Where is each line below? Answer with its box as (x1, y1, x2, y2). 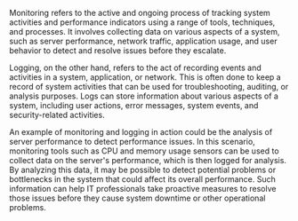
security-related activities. (9, 110, 105, 120)
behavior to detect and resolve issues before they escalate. (9, 45, 227, 56)
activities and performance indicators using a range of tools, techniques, (9, 17, 276, 28)
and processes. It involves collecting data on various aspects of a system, (9, 27, 280, 36)
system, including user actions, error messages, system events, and (9, 100, 259, 110)
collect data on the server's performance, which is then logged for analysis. (9, 155, 287, 165)
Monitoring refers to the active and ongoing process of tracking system (9, 8, 271, 18)
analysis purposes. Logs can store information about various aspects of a (9, 91, 278, 101)
